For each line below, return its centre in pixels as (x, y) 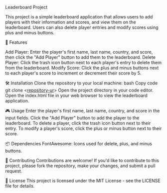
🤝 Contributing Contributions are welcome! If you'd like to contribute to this (82, 160)
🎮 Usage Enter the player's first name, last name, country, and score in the (83, 111)
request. (14, 171)
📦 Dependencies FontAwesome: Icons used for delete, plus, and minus (79, 144)
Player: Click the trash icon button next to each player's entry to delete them (83, 62)
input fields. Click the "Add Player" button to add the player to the (72, 118)
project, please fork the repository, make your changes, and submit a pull (80, 166)
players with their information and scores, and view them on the (71, 22)
